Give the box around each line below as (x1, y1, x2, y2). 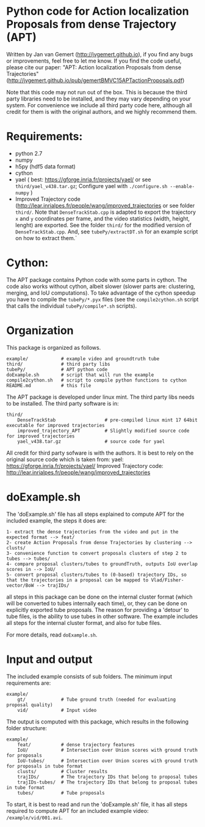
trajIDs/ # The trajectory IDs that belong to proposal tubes (17, 774, 198, 780)
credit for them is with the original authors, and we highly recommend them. (6, 108, 197, 115)
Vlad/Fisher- (151, 577, 184, 583)
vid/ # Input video (17, 707, 97, 713)
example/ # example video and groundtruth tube (6, 355, 160, 362)
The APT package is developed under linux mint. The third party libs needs (6, 393, 195, 401)
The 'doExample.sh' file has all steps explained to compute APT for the (6, 510, 184, 518)
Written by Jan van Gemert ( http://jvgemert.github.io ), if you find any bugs (6, 50, 193, 58)
